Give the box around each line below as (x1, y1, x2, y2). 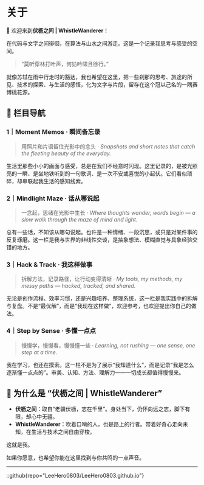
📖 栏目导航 (6, 108, 46, 119)
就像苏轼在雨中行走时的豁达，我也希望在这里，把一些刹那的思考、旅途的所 (6, 73, 192, 80)
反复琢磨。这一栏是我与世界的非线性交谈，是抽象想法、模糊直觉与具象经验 (6, 236, 192, 243)
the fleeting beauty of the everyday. (21, 150, 111, 157)
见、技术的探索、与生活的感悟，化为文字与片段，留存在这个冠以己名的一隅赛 (6, 80, 198, 88)
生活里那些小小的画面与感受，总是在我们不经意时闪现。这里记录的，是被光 (6, 162, 192, 169)
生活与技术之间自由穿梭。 (31, 428, 95, 436)
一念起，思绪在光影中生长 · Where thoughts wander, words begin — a (21, 209, 196, 216)
